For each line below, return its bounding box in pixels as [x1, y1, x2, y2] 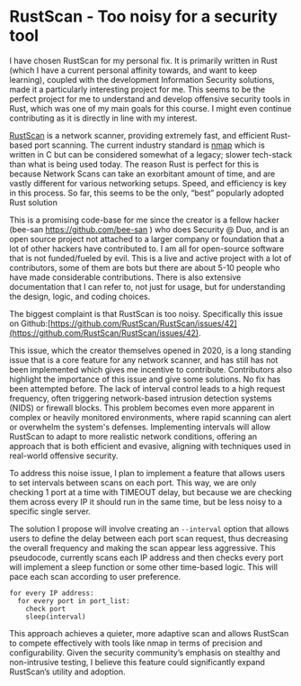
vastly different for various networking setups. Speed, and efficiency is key [9, 177, 288, 188]
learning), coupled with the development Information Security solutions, [9, 74, 276, 85]
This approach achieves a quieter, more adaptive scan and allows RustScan [9, 627, 289, 638]
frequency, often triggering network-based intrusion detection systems [9, 393, 272, 403]
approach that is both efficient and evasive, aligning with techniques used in [9, 440, 291, 451]
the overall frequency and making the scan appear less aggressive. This [9, 542, 276, 553]
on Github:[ [9, 318, 51, 329]
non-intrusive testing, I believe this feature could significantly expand [9, 656, 265, 667]
